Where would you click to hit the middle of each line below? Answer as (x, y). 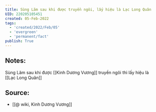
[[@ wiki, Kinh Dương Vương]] (42, 104)
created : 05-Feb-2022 (27, 18)
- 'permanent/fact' (29, 37)
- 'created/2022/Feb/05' (35, 28)
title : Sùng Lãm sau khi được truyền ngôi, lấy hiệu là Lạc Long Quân (78, 9)
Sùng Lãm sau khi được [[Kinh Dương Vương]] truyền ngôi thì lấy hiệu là (77, 72)
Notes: (15, 61)
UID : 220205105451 (24, 14)
